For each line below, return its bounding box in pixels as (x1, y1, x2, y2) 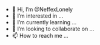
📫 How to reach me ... (12, 32, 68, 39)
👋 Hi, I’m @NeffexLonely (12, 6, 73, 13)
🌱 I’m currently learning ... (12, 19, 77, 26)
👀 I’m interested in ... (12, 12, 64, 19)
